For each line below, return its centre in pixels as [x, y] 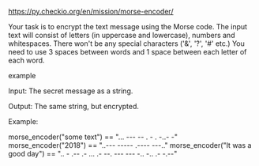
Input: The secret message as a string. [71, 91]
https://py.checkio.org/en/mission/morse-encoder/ [91, 11]
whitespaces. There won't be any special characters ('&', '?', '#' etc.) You [126, 43]
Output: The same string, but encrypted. [74, 106]
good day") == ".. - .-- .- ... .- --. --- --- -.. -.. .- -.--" [93, 154]
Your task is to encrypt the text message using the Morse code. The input [128, 26]
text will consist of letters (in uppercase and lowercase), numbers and [122, 35]
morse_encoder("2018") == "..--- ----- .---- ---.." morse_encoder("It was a [130, 145]
